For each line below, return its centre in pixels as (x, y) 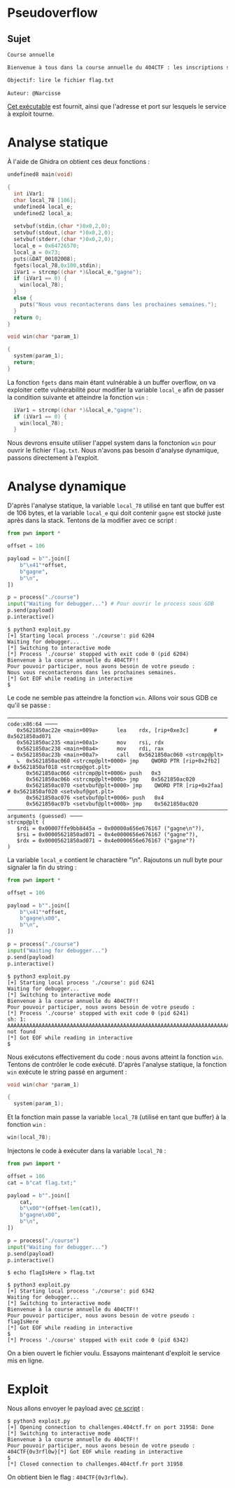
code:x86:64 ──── (33, 724)
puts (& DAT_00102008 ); (45, 259)
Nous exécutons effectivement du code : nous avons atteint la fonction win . (115, 1057)
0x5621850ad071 (29, 736)
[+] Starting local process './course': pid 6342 (81, 1291)
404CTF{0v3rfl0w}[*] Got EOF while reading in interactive (95, 1452)
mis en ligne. (26, 1360)
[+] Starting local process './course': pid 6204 (81, 636)
